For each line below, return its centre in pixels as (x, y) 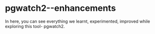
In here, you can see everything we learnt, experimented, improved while (78, 21)
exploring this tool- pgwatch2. (35, 26)
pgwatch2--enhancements (60, 8)
